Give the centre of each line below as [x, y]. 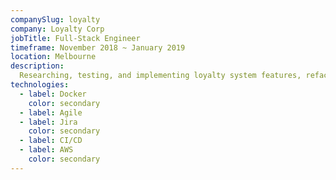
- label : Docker [53, 94]
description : [37, 66]
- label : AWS [46, 150]
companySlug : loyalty [55, 19]
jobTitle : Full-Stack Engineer [75, 38]
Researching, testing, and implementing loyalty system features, [160, 76]
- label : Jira [48, 122]
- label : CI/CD [51, 141]
